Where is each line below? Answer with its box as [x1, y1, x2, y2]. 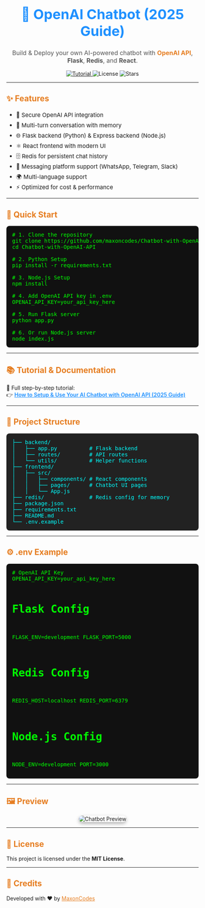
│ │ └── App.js [12, 487, 70, 495]
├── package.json [12, 500, 64, 507]
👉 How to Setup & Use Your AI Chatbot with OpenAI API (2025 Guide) [6, 391, 186, 398]
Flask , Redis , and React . [67, 56, 138, 65]
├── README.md [12, 512, 54, 519]
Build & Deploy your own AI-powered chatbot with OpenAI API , [12, 48, 193, 57]
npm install [12, 280, 48, 287]
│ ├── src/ [12, 469, 51, 476]
